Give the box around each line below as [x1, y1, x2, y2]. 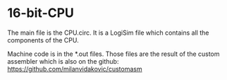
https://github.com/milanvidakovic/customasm [7, 64, 142, 73]
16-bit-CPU [7, 5, 74, 21]
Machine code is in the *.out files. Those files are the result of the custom [7, 50, 220, 58]
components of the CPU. [7, 35, 79, 44]
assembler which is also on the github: [7, 57, 119, 65]
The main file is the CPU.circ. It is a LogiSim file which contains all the [7, 28, 209, 37]
